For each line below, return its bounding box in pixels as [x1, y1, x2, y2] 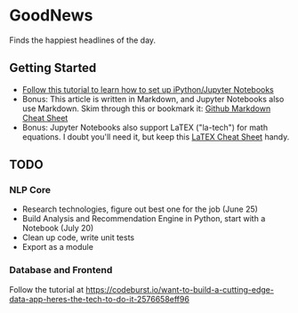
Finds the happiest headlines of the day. [9, 35, 157, 45]
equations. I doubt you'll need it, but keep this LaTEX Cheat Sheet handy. [21, 131, 290, 142]
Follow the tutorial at [9, 284, 85, 294]
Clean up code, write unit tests [21, 232, 135, 243]
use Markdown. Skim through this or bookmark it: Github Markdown [21, 103, 271, 114]
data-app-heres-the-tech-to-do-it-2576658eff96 [9, 293, 189, 304]
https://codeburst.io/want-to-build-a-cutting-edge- [85, 284, 274, 294]
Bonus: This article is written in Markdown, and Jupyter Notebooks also [21, 93, 285, 104]
